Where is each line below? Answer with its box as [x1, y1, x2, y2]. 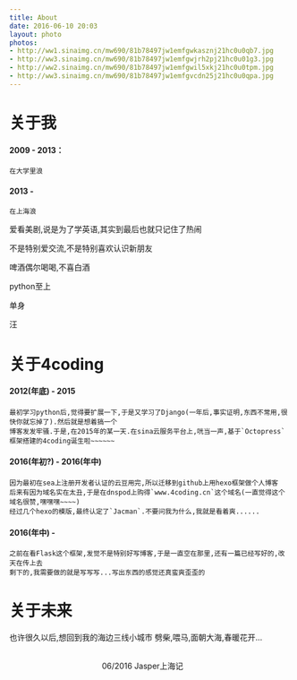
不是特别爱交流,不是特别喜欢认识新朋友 [9, 243, 154, 254]
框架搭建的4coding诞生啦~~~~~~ [9, 436, 115, 445]
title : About [9, 13, 58, 22]
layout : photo [9, 30, 63, 39]
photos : [9, 38, 38, 47]
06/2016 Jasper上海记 [101, 660, 183, 672]
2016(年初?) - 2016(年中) [9, 456, 102, 467]
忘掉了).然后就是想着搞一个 [29, 417, 118, 426]
